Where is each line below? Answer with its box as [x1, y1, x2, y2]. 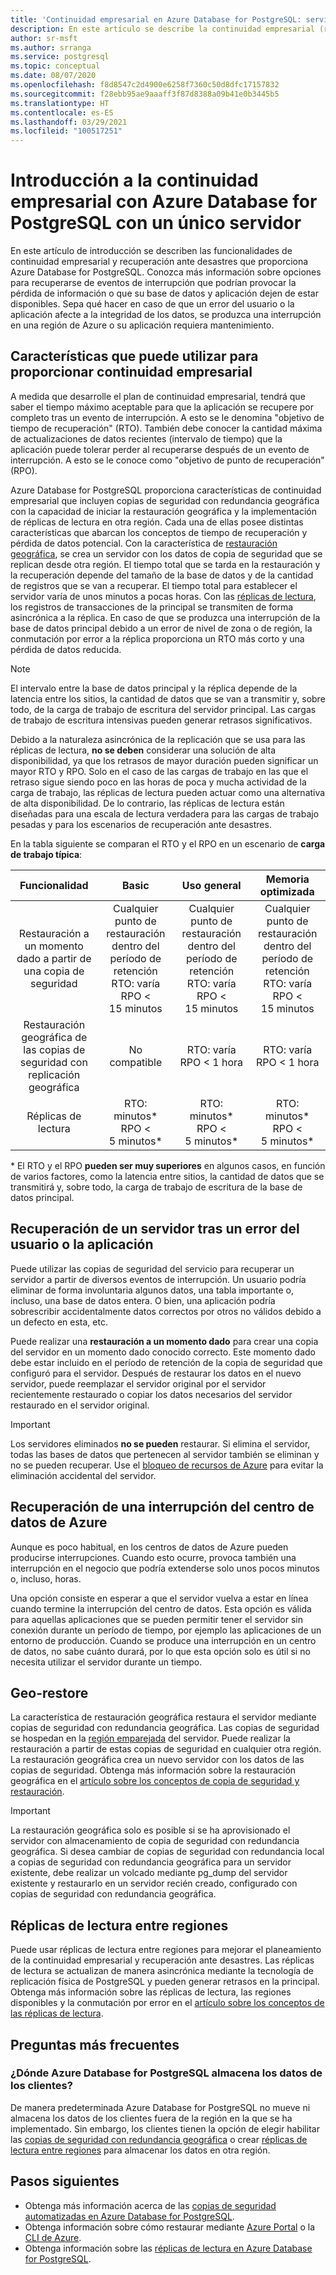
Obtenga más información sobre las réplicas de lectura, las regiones [10, 1986, 292, 1998]
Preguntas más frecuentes [10, 2036, 180, 2053]
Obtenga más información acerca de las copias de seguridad [24, 2199, 277, 2211]
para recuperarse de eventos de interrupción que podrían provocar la [10, 277, 297, 289]
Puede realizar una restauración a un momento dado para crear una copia [10, 1335, 319, 1347]
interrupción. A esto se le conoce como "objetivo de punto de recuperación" [10, 454, 325, 466]
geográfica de [21, 1030, 88, 1044]
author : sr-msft [10, 33, 78, 43]
